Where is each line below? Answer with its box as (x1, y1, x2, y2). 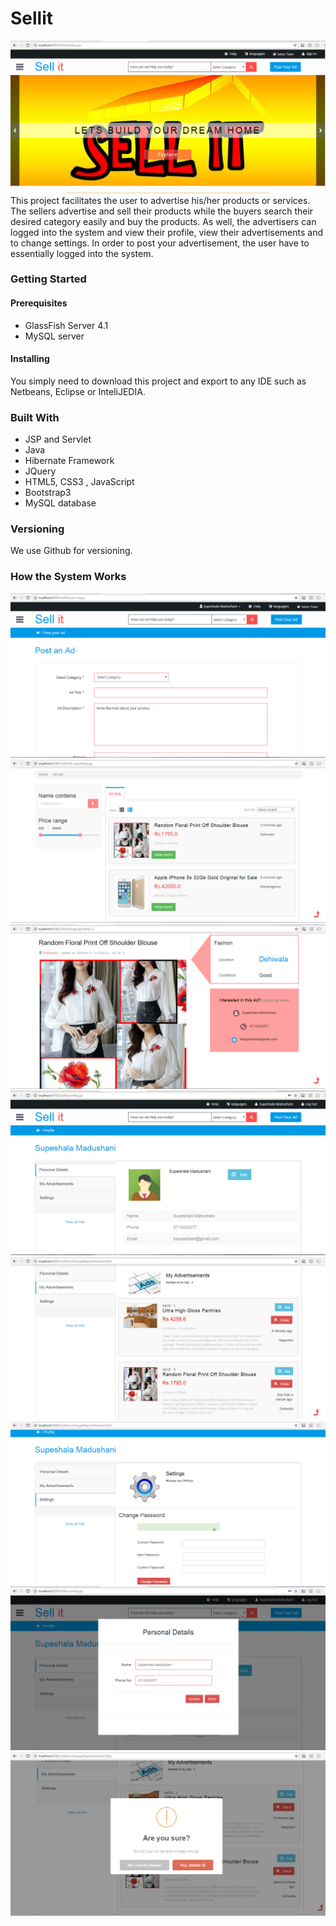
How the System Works (10, 570, 127, 584)
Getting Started (10, 272, 87, 286)
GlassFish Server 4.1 (24, 319, 109, 331)
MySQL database (24, 497, 97, 509)
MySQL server (24, 330, 85, 342)
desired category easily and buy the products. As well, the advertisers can (10, 215, 317, 227)
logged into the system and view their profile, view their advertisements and (10, 226, 324, 238)
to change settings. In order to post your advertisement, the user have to (10, 237, 310, 249)
